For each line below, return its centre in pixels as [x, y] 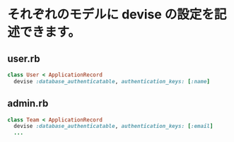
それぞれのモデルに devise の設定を [111, 14]
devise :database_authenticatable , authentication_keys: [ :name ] [112, 81]
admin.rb [28, 103]
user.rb [24, 58]
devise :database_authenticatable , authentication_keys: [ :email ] [113, 126]
